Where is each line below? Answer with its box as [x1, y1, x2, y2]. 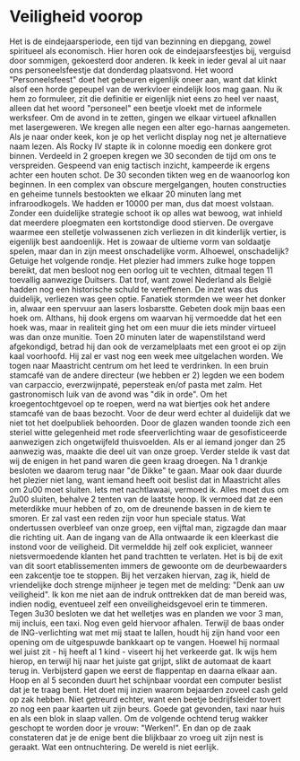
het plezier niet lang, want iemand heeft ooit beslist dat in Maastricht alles [9, 474, 281, 485]
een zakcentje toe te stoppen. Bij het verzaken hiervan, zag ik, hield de [9, 570, 270, 581]
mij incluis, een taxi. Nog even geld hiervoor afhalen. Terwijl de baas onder [9, 617, 285, 628]
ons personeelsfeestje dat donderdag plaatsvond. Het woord [9, 65, 234, 75]
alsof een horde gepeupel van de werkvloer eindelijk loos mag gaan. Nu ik [9, 83, 283, 94]
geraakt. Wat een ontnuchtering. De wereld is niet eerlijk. [9, 741, 219, 752]
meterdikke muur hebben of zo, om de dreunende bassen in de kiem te [9, 503, 271, 513]
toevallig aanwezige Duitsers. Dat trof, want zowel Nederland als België [9, 274, 272, 284]
